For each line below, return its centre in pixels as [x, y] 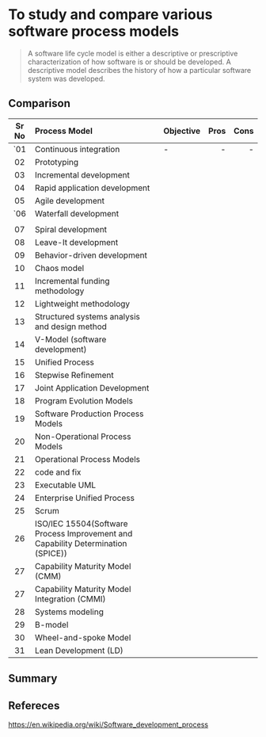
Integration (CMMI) [70, 598]
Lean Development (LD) [79, 650]
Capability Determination [81, 543]
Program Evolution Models [84, 400]
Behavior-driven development [91, 255]
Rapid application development [92, 188]
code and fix [58, 472]
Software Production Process [89, 414]
